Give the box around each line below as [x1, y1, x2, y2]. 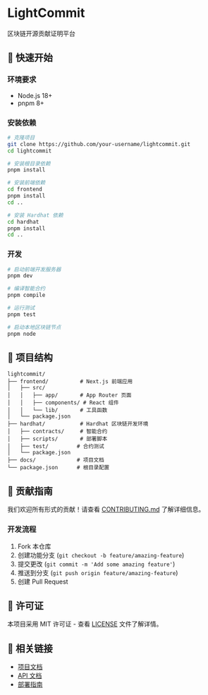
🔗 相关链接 [7, 642, 53, 654]
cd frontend [7, 186, 42, 193]
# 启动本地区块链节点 [7, 323, 61, 331]
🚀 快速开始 [7, 52, 53, 64]
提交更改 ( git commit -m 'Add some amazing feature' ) [17, 560, 176, 568]
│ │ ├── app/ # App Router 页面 [7, 392, 132, 399]
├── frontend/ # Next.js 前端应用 [7, 378, 133, 385]
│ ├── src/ [7, 385, 46, 392]
